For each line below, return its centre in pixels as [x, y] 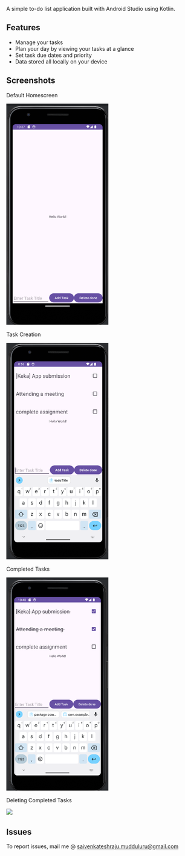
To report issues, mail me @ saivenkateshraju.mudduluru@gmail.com [92, 846]
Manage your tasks [39, 42]
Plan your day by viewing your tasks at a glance [74, 48]
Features [23, 28]
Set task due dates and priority [54, 55]
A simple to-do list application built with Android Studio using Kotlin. [91, 9]
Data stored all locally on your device [61, 61]
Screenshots [31, 81]
